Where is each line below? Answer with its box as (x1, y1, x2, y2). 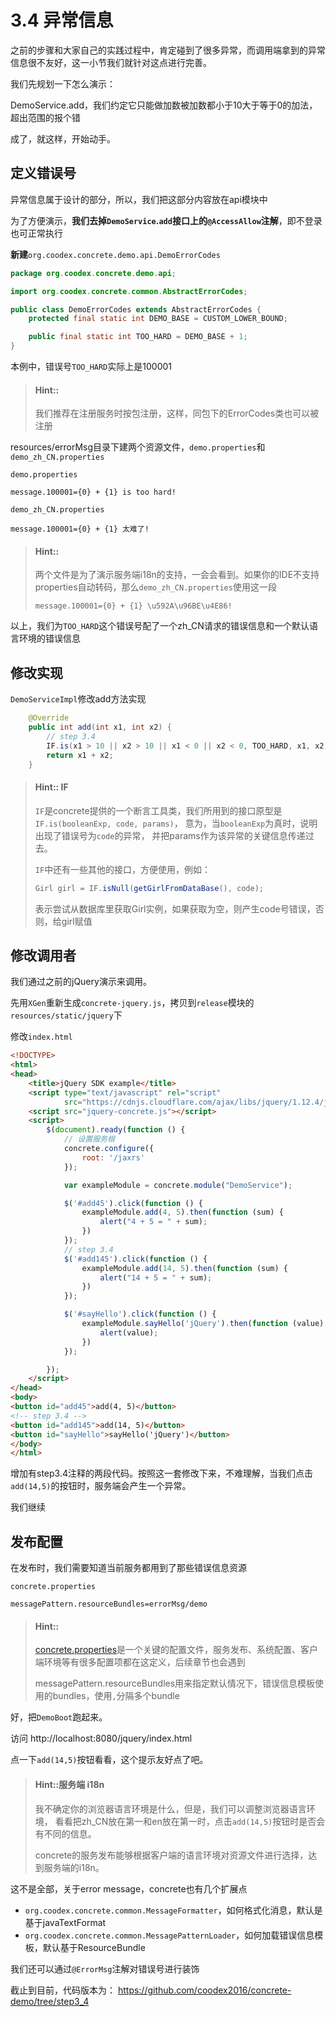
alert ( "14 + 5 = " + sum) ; (99, 1272, 213, 1283)
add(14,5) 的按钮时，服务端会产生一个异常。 (10, 1480, 192, 1492)
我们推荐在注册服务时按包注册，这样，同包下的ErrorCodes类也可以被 (34, 407, 320, 420)
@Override (28, 713, 70, 723)
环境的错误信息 (18, 632, 81, 645)
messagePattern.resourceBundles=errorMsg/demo (10, 1599, 208, 1610)
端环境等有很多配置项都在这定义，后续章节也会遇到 (34, 1656, 246, 1668)
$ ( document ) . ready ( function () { (46, 1125, 186, 1135)
